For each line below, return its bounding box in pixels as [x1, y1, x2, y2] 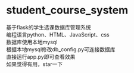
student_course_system [6, 4, 129, 17]
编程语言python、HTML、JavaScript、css [6, 31, 110, 38]
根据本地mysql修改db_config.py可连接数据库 [6, 45, 116, 53]
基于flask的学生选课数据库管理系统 [6, 24, 91, 31]
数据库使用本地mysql [6, 38, 58, 45]
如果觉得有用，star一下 [6, 60, 63, 68]
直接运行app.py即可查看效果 [6, 53, 76, 60]
